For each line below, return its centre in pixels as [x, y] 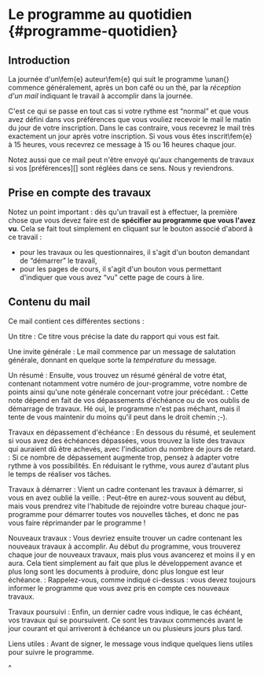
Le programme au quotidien [100, 15]
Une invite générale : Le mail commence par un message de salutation [122, 351]
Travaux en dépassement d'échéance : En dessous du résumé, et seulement [132, 432]
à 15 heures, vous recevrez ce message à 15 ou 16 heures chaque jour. [122, 144]
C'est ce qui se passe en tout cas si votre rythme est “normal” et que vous [128, 111]
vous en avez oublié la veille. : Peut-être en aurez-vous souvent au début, [127, 497]
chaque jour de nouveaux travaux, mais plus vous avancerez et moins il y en [132, 554]
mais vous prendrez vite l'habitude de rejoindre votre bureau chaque [119, 506]
